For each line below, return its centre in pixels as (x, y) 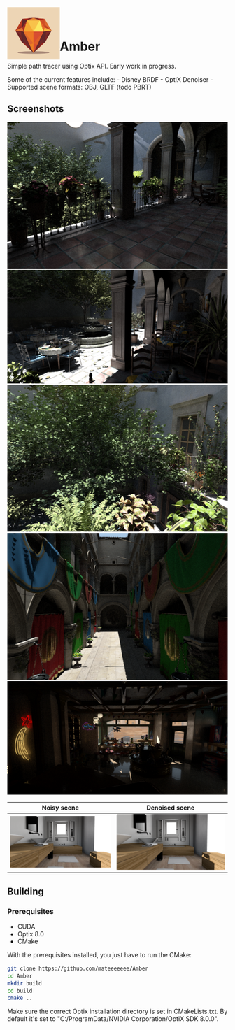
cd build (20, 991)
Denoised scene (171, 808)
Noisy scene (60, 808)
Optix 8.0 (30, 934)
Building (26, 891)
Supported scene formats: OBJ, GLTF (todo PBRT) (79, 87)
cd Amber (20, 976)
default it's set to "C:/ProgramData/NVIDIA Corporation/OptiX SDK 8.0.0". (113, 1019)
